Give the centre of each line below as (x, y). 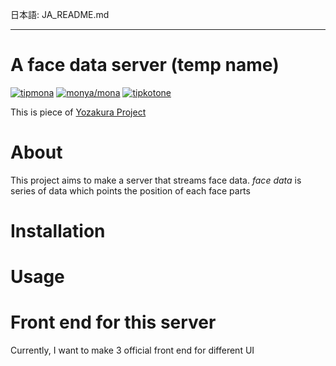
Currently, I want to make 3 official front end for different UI (132, 350)
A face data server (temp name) (145, 65)
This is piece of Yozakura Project (78, 112)
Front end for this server (113, 322)
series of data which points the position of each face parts (130, 190)
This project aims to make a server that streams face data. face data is (156, 180)
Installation (58, 231)
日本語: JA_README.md (60, 14)
